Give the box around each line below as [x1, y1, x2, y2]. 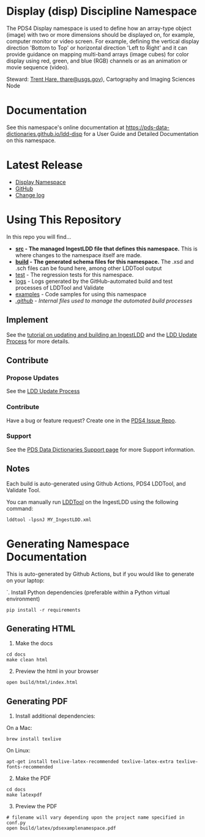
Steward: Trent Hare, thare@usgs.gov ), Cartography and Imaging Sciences [6, 75, 195, 83]
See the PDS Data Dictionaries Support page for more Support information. [6, 446, 196, 453]
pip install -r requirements [6, 607, 81, 613]
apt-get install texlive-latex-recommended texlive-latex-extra [6, 759, 174, 765]
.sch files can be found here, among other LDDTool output [15, 265, 162, 272]
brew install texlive [6, 736, 62, 742]
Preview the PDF [15, 803, 58, 810]
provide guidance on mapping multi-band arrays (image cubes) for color [6, 50, 189, 58]
